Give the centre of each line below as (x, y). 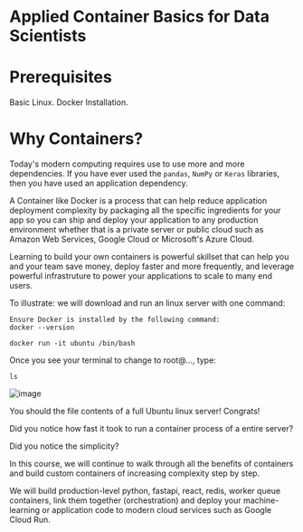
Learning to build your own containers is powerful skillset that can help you (149, 257)
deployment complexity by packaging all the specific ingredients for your (146, 211)
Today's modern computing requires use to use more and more (127, 164)
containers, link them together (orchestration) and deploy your (125, 500)
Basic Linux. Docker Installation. (69, 102)
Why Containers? (76, 139)
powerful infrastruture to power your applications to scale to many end (141, 276)
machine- (261, 500)
